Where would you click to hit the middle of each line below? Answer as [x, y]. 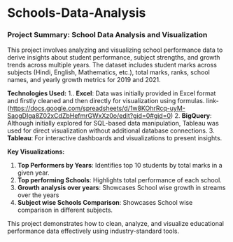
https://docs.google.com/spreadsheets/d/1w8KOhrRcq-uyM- [97, 108]
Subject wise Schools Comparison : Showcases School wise [105, 203]
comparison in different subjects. [65, 210]
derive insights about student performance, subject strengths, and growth [114, 58]
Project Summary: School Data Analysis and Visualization [107, 35]
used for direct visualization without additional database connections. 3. [111, 130]
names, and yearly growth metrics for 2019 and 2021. [84, 80]
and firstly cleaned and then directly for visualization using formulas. [106, 101]
